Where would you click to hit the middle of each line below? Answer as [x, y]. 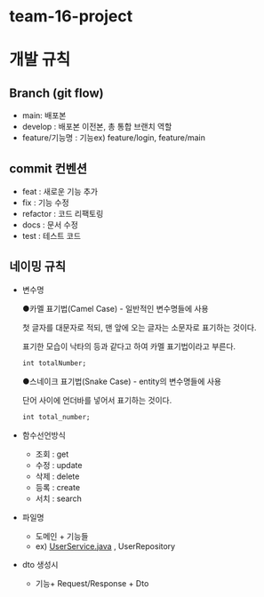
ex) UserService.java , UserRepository [105, 546]
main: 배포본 [44, 115]
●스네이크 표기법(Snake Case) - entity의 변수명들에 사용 [122, 381]
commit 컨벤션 [48, 168]
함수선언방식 [44, 435]
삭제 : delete [57, 476]
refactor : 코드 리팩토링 [63, 214]
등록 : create [58, 487]
